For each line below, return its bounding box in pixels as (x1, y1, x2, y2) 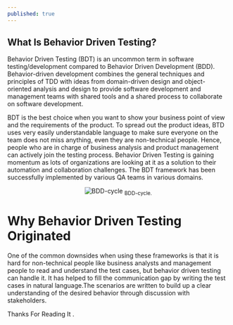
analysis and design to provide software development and (32, 85, 201, 94)
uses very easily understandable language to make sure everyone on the (7, 128, 218, 137)
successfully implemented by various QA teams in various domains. (7, 173, 204, 181)
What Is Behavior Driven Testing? (7, 37, 157, 49)
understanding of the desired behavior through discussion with (7, 289, 190, 298)
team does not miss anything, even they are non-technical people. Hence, (7, 136, 222, 144)
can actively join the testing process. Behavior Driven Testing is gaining (7, 151, 215, 159)
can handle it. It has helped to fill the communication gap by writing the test (7, 274, 226, 282)
